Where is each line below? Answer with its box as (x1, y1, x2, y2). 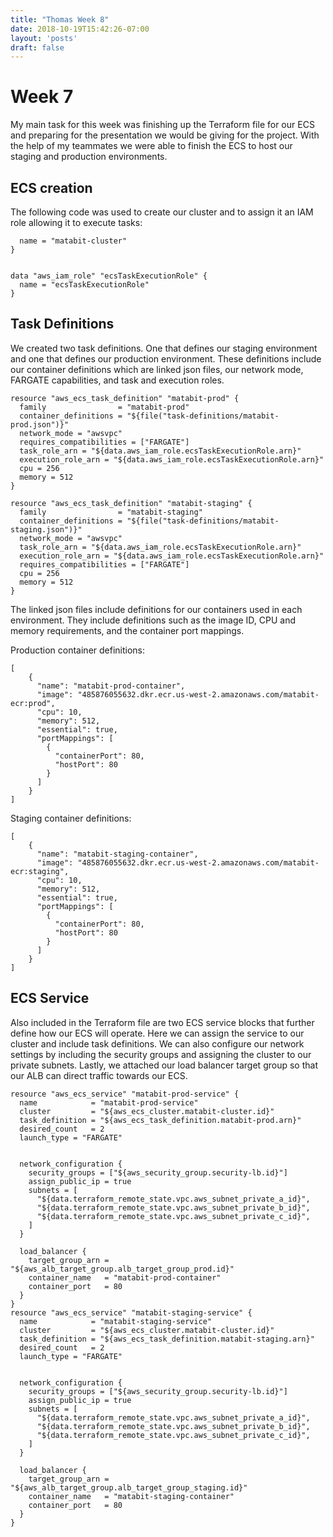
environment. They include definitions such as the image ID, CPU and (10, 614, 297, 626)
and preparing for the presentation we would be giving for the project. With (10, 129, 320, 141)
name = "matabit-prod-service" (19, 1097, 199, 1108)
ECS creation (10, 179, 93, 196)
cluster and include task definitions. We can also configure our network (10, 1037, 305, 1050)
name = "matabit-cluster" (19, 236, 128, 246)
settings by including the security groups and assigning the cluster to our (10, 1048, 312, 1060)
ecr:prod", (10, 698, 56, 708)
